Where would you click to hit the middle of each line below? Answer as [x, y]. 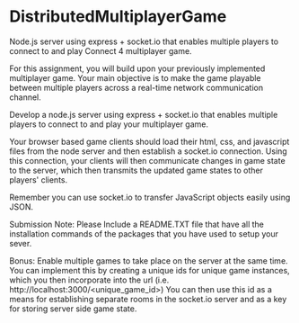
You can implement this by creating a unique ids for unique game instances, [149, 270]
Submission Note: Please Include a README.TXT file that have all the [137, 224]
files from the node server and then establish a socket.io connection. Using [148, 151]
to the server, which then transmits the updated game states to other [136, 170]
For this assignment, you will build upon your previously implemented [137, 68]
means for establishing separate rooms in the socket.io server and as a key [148, 299]
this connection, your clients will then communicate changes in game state [147, 160]
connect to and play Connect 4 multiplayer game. [101, 50]
